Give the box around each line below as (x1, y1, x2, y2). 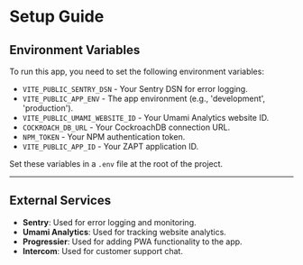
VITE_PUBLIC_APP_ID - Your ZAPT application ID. (22, 142, 199, 151)
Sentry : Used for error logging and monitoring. (22, 216, 197, 227)
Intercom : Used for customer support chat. (22, 245, 183, 256)
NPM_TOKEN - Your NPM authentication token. (22, 132, 186, 142)
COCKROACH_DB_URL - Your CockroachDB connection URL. (22, 122, 231, 132)
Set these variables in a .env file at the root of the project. (9, 159, 224, 169)
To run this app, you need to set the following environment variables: (9, 66, 264, 77)
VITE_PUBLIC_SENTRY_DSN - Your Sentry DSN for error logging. (22, 84, 248, 94)
